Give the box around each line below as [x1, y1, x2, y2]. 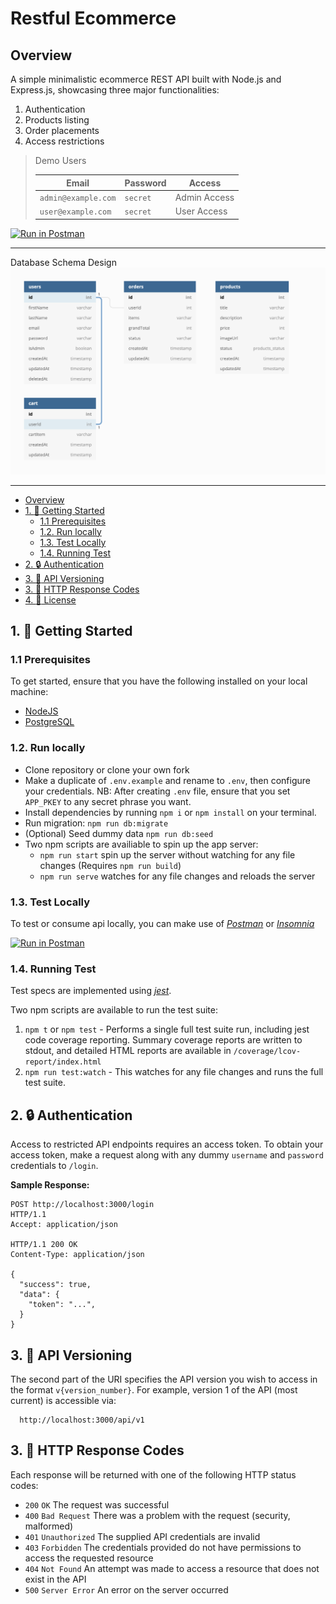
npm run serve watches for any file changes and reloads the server [39, 870, 316, 882]
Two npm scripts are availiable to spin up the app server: [24, 838, 259, 850]
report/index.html [24, 1057, 102, 1067]
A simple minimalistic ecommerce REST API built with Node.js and [10, 73, 282, 85]
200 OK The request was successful [24, 1498, 170, 1511]
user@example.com [39, 207, 112, 217]
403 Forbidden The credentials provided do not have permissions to [24, 1541, 302, 1553]
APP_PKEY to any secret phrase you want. [24, 795, 192, 807]
